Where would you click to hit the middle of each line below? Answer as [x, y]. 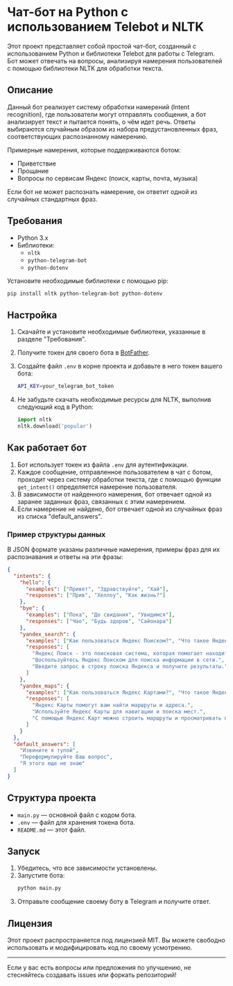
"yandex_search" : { [48, 634]
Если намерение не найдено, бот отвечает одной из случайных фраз [120, 509]
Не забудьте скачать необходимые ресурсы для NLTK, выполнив [114, 400]
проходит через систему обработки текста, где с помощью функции [119, 479]
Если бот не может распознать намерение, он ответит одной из [102, 191]
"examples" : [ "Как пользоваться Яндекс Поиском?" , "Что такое [117, 640]
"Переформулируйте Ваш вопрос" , [66, 757]
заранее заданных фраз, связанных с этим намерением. [102, 501]
